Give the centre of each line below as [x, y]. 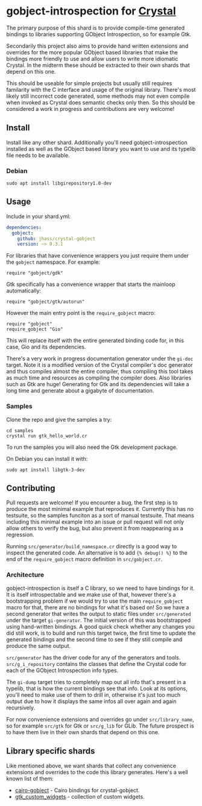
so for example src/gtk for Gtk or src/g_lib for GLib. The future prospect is [100, 726]
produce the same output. [39, 646]
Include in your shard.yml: [39, 216]
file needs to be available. [38, 155]
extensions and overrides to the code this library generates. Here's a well [97, 772]
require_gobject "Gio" [35, 329]
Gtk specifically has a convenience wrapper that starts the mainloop [91, 284]
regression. [20, 535]
